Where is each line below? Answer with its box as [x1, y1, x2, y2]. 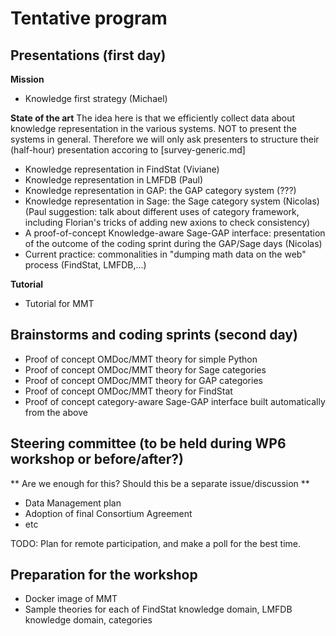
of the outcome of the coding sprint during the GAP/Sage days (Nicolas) [24, 238, 323, 249]
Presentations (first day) [10, 47, 167, 64]
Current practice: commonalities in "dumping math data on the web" [24, 248, 307, 260]
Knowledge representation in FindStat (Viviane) [24, 163, 220, 175]
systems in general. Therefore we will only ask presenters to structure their [10, 133, 320, 145]
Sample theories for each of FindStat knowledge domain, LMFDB [24, 603, 293, 616]
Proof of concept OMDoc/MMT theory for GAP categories [24, 374, 263, 386]
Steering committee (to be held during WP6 [10, 435, 287, 452]
